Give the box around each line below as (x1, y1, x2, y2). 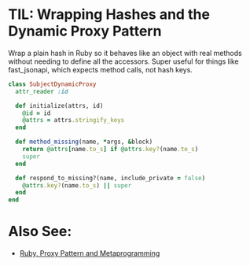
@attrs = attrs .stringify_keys (22, 116, 125, 124)
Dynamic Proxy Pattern (8, 22, 162, 40)
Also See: (8, 223, 72, 241)
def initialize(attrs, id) (15, 102, 104, 109)
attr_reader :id (15, 87, 68, 95)
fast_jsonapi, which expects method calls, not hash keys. (8, 65, 193, 74)
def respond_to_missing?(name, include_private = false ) (15, 174, 206, 182)
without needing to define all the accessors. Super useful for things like (8, 57, 240, 66)
